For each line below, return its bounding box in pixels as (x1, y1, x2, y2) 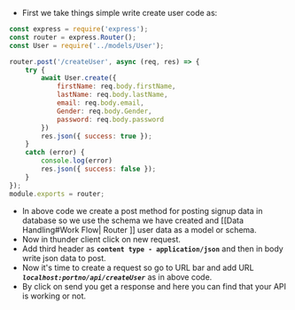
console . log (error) (41, 156, 113, 165)
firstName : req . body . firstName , (56, 82, 176, 91)
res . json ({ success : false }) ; (41, 164, 157, 173)
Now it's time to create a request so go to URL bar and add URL (21, 262, 254, 273)
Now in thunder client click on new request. (21, 234, 182, 244)
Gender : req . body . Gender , (56, 107, 152, 115)
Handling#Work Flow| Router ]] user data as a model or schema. (21, 224, 257, 234)
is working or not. (21, 290, 87, 301)
